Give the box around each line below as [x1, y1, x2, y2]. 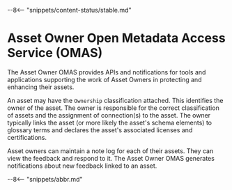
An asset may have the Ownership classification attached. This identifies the [7, 96, 224, 104]
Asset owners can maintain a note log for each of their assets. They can [7, 146, 214, 155]
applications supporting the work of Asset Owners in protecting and [7, 75, 202, 84]
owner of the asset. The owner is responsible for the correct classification [7, 104, 219, 112]
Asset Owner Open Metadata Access [7, 31, 226, 46]
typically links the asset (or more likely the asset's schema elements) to [7, 118, 212, 127]
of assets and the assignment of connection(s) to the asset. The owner [7, 111, 211, 119]
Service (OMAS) [7, 45, 103, 61]
